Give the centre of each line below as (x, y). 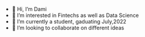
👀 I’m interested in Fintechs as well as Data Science (75, 15)
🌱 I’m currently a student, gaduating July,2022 (69, 21)
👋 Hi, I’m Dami (29, 9)
